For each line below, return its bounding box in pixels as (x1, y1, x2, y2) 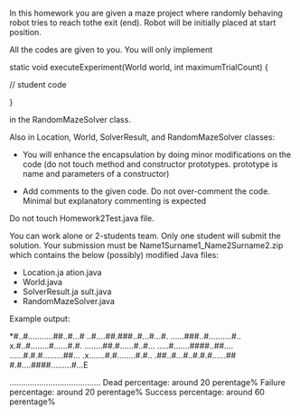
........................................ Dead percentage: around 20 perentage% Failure (9, 377, 286, 387)
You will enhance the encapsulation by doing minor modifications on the (22, 149, 292, 160)
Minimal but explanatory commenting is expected (22, 196, 207, 206)
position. (9, 27, 42, 37)
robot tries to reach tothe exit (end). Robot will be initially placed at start (9, 17, 277, 28)
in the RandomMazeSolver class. (9, 115, 131, 125)
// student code (9, 79, 67, 89)
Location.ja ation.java (22, 267, 102, 278)
